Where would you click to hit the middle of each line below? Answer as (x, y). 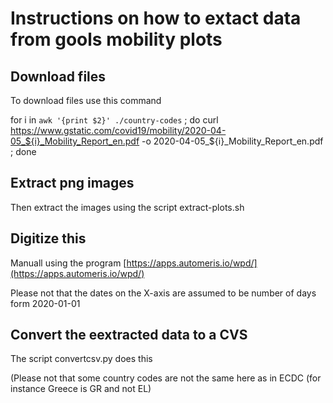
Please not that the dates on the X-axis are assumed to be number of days (163, 293)
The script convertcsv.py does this (81, 359)
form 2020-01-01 (45, 303)
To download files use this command (86, 100)
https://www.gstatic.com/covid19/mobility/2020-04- (118, 130)
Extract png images (72, 183)
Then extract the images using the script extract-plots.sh (127, 207)
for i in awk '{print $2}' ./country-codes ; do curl (114, 120)
